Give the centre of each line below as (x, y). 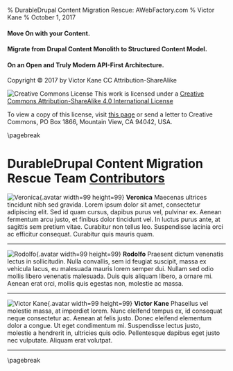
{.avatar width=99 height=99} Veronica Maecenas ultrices (123, 198)
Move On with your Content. (49, 33)
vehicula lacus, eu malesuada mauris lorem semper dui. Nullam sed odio (110, 269)
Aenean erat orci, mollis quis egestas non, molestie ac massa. (95, 284)
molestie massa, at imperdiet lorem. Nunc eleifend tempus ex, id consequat (115, 311)
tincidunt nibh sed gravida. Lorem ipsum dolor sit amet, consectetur (104, 205)
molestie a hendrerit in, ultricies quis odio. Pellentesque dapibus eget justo (114, 333)
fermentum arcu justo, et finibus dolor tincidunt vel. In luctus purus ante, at (114, 219)
